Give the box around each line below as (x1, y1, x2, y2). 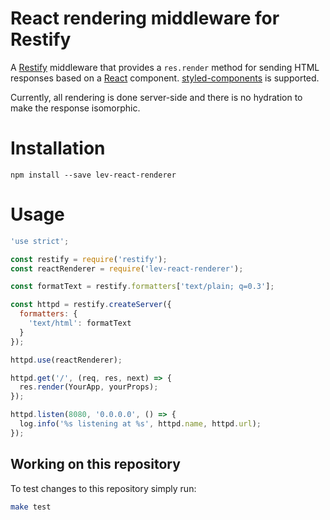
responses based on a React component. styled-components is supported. (10, 72, 320, 84)
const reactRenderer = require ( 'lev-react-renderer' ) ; (10, 263, 244, 274)
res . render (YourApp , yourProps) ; (19, 382, 159, 392)
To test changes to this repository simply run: (10, 482, 197, 494)
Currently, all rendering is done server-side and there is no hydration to (10, 91, 303, 103)
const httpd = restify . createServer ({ (10, 300, 172, 310)
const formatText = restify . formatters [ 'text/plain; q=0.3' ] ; (10, 282, 275, 292)
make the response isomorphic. (10, 102, 141, 114)
